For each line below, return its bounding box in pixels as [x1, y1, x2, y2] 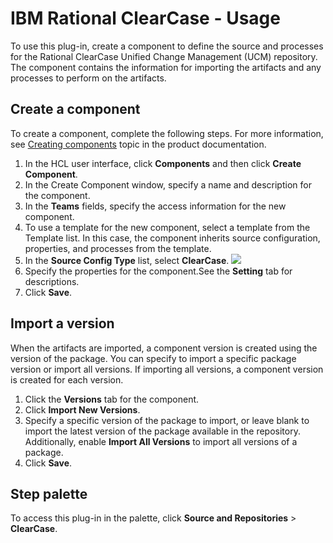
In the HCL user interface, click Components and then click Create [24, 157, 302, 169]
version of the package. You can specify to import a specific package [10, 352, 297, 364]
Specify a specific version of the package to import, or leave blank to [24, 414, 310, 426]
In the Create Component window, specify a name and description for [24, 178, 312, 191]
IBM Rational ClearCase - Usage [10, 7, 281, 30]
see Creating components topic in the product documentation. [10, 138, 267, 150]
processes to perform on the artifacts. [10, 72, 167, 84]
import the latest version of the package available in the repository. [24, 425, 301, 437]
